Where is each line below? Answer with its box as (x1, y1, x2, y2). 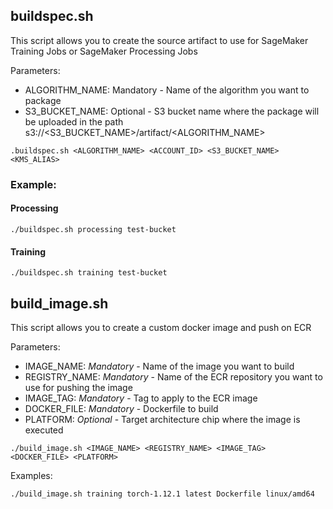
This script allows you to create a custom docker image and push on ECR (10, 321, 312, 333)
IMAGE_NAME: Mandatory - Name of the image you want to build (24, 360, 295, 372)
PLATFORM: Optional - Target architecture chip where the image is (24, 413, 301, 425)
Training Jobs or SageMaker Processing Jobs (10, 45, 198, 57)
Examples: (10, 469, 53, 481)
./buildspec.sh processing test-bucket (10, 224, 177, 234)
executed (24, 424, 64, 436)
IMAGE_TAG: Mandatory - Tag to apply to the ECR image (24, 392, 258, 404)
